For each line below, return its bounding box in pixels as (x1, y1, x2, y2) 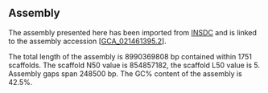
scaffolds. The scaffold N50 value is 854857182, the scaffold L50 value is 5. (8, 60, 260, 70)
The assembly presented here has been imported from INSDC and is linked (8, 27, 258, 37)
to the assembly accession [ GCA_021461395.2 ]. (8, 36, 167, 46)
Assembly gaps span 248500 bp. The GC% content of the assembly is (8, 68, 243, 79)
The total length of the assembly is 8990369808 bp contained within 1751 (8, 51, 252, 61)
